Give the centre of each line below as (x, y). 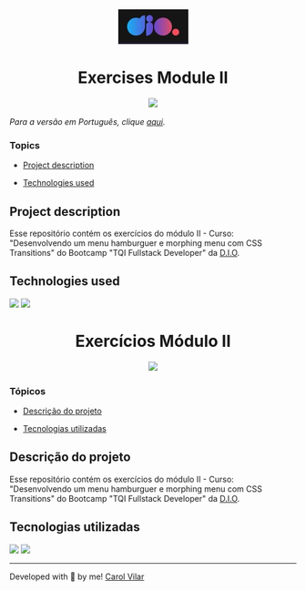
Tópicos (28, 391)
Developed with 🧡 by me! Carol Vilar (77, 576)
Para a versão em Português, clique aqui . (87, 121)
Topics (25, 145)
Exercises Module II (153, 78)
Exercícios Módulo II (153, 341)
